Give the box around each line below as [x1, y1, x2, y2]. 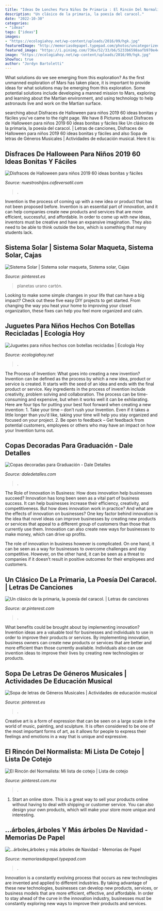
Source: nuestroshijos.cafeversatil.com [5, 179, 83, 185]
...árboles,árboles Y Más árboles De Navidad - [5, 826, 148, 834]
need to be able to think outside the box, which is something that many [5, 224, 147, 230]
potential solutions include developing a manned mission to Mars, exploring [5, 90, 156, 96]
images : [5, 34, 21, 39]
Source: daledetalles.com [5, 471, 56, 477]
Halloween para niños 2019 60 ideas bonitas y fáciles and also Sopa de [5, 131, 147, 137]
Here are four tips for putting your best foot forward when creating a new [5, 401, 151, 407]
